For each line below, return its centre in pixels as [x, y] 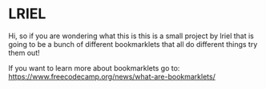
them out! [24, 52]
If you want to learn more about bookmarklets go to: [94, 68]
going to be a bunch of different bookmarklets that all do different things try [133, 44]
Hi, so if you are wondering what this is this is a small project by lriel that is [131, 36]
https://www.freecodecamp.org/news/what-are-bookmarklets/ [112, 76]
